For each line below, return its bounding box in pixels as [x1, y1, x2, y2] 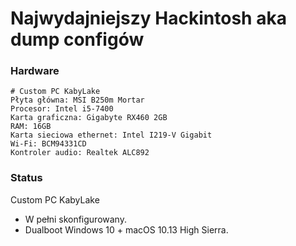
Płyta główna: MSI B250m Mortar [10, 95, 145, 106]
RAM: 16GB [10, 122, 52, 132]
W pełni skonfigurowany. [24, 213, 127, 225]
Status [10, 171, 43, 185]
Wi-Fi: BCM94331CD [10, 139, 87, 149]
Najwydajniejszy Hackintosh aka [10, 7, 287, 30]
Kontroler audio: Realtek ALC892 [10, 148, 150, 158]
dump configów [10, 28, 145, 51]
